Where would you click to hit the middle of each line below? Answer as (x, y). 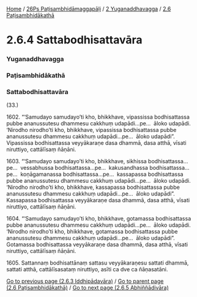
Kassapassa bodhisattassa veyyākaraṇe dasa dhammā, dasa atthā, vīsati (98, 200)
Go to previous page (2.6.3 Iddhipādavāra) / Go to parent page (85, 281)
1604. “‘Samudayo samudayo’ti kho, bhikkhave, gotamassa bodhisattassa (99, 219)
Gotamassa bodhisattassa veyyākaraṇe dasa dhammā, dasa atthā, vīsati (97, 244)
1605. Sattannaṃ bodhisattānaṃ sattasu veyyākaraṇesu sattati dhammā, (98, 263)
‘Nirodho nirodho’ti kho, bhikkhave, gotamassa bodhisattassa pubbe (92, 232)
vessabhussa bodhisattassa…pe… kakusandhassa (84, 168)
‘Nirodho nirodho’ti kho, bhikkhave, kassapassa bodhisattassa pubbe (93, 187)
